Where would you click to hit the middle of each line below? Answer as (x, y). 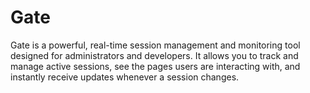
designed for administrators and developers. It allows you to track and (154, 55)
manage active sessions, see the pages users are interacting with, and (155, 66)
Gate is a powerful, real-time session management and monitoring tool (155, 45)
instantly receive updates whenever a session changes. (125, 77)
